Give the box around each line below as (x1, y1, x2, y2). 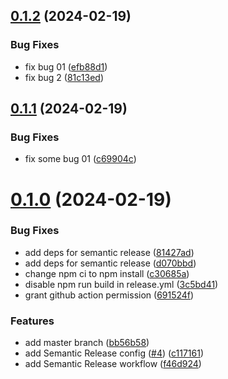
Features (10, 314, 55, 328)
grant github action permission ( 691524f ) (24, 289, 195, 301)
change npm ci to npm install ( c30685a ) (24, 267, 190, 279)
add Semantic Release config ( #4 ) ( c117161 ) (24, 347, 205, 359)
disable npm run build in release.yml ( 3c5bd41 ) (24, 278, 219, 290)
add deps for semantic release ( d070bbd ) (24, 257, 197, 269)
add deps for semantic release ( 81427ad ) (24, 246, 195, 258)
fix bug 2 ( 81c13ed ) (24, 71, 104, 83)
